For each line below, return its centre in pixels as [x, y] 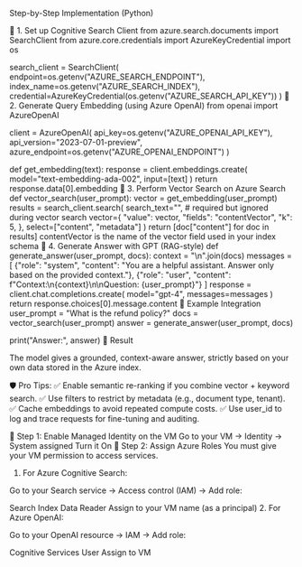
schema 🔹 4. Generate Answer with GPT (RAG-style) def [114, 246]
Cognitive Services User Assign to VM [80, 553]
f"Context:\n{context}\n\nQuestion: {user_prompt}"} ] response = [131, 284]
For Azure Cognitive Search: [75, 473]
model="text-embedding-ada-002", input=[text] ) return [114, 179]
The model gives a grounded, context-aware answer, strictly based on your [149, 358]
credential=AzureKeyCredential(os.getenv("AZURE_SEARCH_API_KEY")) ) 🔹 [150, 96]
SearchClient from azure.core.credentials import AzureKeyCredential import [150, 40]
